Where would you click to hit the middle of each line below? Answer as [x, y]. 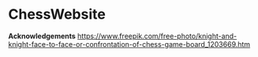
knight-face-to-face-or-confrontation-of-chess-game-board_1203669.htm [129, 44]
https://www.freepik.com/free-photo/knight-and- [157, 36]
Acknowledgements [42, 36]
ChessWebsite [57, 14]
